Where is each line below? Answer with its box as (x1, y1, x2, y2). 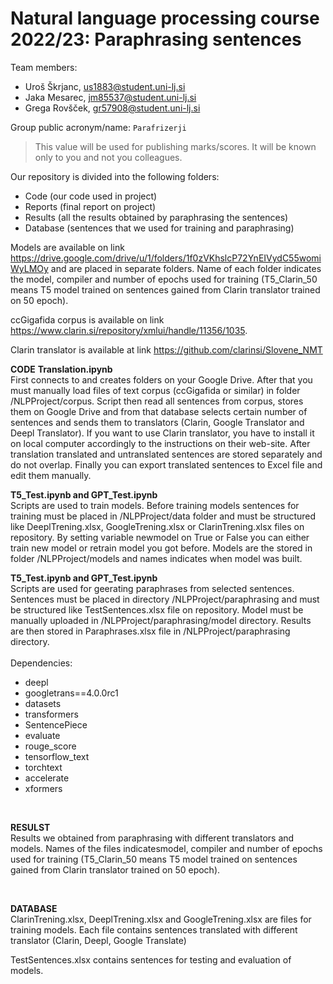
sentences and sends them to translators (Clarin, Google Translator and (10, 416, 305, 428)
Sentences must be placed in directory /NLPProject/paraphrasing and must (10, 593, 320, 605)
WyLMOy (10, 262, 49, 274)
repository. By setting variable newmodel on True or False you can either (10, 531, 310, 543)
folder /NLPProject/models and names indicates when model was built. (10, 552, 303, 564)
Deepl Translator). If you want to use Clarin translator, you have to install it (10, 427, 315, 439)
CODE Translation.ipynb (10, 363, 113, 375)
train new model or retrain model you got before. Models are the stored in (10, 542, 313, 554)
